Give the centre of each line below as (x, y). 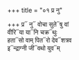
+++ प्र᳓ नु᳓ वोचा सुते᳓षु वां (38, 24)
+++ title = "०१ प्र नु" (35, 10)
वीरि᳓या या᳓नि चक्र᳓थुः (32, 32)
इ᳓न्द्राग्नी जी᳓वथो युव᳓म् (34, 48)
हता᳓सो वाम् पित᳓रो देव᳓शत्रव (39, 40)
